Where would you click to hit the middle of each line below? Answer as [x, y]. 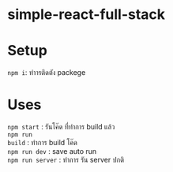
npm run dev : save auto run [52, 151]
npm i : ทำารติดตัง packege [47, 73]
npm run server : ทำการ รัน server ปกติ [66, 160]
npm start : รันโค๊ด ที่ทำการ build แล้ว [61, 127]
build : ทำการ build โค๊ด [43, 143]
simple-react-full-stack [86, 15]
